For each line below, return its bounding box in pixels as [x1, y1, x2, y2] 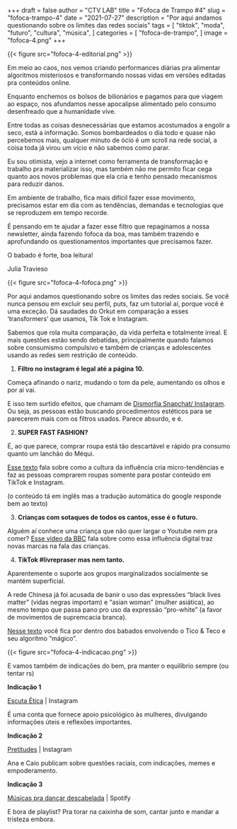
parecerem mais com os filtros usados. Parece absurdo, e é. [7, 414, 183, 423]
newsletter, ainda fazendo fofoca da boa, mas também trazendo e [7, 230, 200, 238]
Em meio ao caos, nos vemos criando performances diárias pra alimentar [7, 64, 221, 71]
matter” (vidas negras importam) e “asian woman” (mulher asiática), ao [7, 598, 214, 606]
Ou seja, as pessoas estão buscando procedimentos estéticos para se [7, 407, 212, 415]
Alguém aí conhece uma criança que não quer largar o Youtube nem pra [7, 527, 218, 535]
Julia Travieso [7, 265, 48, 273]
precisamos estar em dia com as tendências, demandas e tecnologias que [7, 201, 224, 209]
